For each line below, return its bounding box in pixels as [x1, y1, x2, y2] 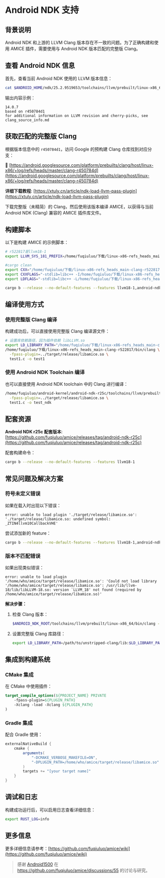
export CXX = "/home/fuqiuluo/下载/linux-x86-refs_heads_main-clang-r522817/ [5, 267, 162, 272]
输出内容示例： [5, 94, 35, 101]
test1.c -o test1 [9, 356, 45, 362]
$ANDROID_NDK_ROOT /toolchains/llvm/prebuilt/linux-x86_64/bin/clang [12, 621, 156, 626]
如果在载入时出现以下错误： [5, 502, 61, 508]
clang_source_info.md [5, 118, 50, 122]
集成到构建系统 [5, 655, 51, 664]
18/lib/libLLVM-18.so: [5, 587, 52, 592]
